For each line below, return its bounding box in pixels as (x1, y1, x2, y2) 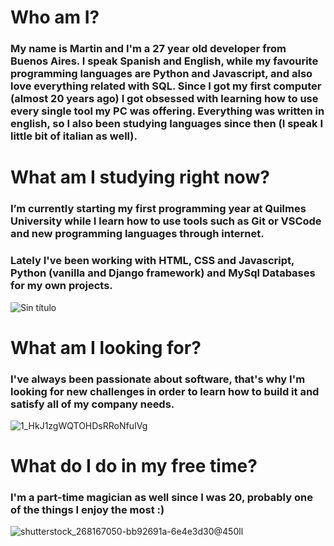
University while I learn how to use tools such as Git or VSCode (10, 214, 322, 228)
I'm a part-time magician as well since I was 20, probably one (10, 491, 313, 505)
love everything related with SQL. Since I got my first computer (10, 79, 322, 93)
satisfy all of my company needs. (10, 397, 175, 411)
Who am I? (10, 6, 100, 29)
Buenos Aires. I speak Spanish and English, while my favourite (10, 54, 319, 68)
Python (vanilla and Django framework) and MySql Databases (10, 266, 316, 280)
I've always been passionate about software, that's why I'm (10, 372, 306, 386)
